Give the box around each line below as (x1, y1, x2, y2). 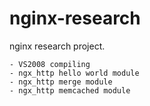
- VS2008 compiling (9, 59, 91, 69)
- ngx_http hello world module (9, 68, 140, 78)
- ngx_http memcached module (9, 85, 131, 96)
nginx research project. (9, 40, 106, 52)
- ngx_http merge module (9, 77, 113, 87)
